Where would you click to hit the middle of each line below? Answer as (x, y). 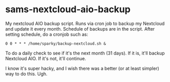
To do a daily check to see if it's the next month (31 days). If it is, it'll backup (85, 53)
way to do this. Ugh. (26, 74)
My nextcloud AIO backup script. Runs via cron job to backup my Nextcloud (85, 23)
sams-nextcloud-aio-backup (68, 9)
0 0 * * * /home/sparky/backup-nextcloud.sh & (56, 44)
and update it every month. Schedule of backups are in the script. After (80, 29)
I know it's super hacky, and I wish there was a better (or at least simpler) (82, 68)
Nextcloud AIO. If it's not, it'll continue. (46, 58)
